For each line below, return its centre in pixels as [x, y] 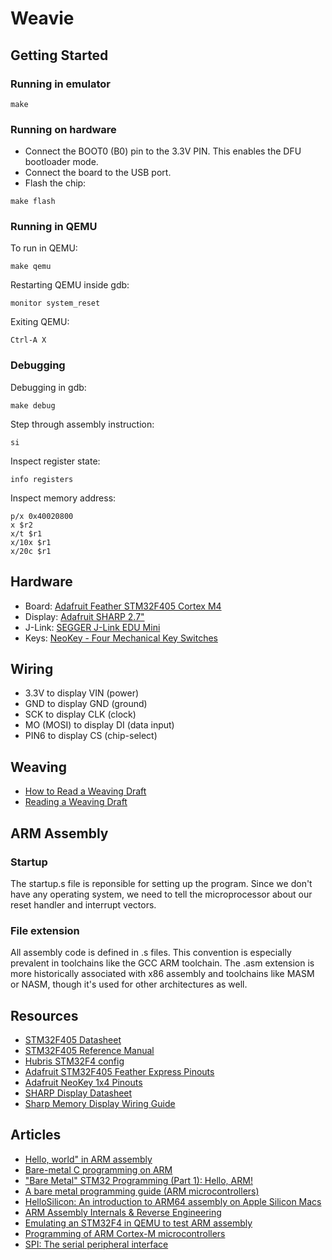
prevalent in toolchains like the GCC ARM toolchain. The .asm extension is [162, 963]
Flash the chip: [55, 183]
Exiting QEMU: [40, 322]
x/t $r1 [26, 533]
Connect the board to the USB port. [98, 173]
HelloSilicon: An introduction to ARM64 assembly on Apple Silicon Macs [173, 1201]
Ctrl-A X [28, 340]
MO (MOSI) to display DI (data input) [99, 725]
